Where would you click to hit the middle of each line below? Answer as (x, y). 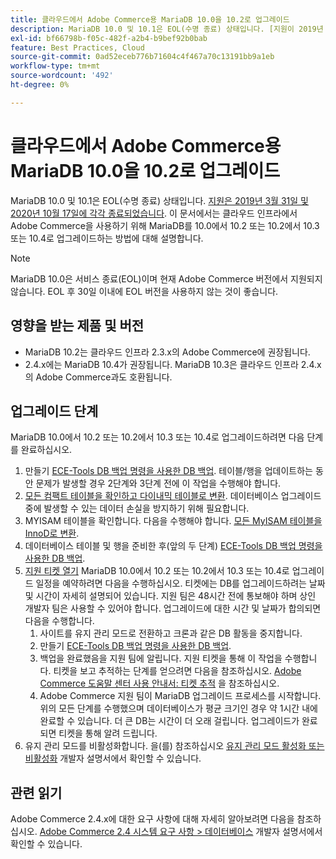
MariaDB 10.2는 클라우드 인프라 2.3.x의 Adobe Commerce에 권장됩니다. (167, 352)
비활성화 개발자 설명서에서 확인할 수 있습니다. (113, 758)
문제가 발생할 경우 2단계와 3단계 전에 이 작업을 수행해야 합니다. (158, 483)
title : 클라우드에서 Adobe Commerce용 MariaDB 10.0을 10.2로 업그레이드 (150, 19)
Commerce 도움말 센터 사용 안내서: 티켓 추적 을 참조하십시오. (159, 683)
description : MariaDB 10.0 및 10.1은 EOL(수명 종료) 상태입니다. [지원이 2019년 (167, 29)
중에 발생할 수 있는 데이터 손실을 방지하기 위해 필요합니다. (137, 508)
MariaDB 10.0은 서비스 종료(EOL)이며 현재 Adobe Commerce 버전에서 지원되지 (166, 278)
